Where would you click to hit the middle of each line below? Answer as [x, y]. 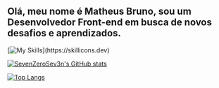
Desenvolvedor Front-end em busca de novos [110, 23]
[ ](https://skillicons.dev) [58, 50]
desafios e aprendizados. [64, 33]
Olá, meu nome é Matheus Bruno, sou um [99, 12]
